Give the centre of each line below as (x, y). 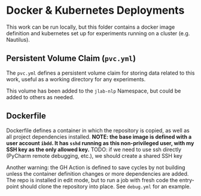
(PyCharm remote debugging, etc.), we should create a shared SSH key (94, 155)
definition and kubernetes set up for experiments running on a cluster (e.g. (98, 33)
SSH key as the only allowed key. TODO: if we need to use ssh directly (94, 149)
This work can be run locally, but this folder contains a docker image (91, 27)
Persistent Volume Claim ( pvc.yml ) (71, 58)
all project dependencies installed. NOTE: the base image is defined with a (99, 137)
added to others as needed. (40, 97)
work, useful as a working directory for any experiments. (76, 79)
